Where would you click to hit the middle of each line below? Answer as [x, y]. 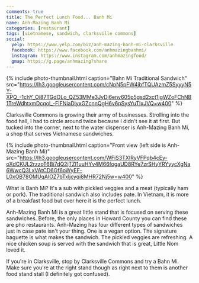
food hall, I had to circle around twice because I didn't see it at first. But [93, 121]
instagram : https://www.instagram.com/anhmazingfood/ [79, 56]
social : [16, 39]
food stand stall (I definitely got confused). [58, 274]
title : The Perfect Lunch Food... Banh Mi [59, 17]
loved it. [16, 250]
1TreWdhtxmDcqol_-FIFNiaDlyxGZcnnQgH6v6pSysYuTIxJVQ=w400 [89, 103]
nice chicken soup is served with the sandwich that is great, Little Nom [92, 243]
